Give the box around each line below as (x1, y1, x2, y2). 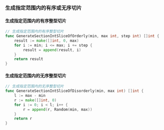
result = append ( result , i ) (23, 47, 81, 53)
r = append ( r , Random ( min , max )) (23, 107, 93, 112)
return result (14, 57, 43, 62)
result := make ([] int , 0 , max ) (14, 38, 79, 43)
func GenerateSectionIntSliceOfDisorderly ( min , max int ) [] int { (5, 88, 144, 94)
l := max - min (14, 93, 46, 98)
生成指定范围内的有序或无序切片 (5, 4, 82, 11)
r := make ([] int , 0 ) (14, 98, 57, 103)
